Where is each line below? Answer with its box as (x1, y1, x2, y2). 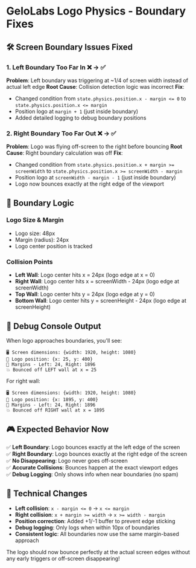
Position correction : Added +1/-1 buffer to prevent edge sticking (14, 517, 175, 524)
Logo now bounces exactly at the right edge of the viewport (14, 180, 165, 188)
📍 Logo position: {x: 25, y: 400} (6, 356, 93, 362)
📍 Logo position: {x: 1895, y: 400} (6, 396, 98, 402)
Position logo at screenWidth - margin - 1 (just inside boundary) (14, 174, 176, 181)
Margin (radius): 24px (14, 236, 69, 243)
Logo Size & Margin (6, 216, 65, 224)
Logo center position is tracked (14, 242, 93, 250)
